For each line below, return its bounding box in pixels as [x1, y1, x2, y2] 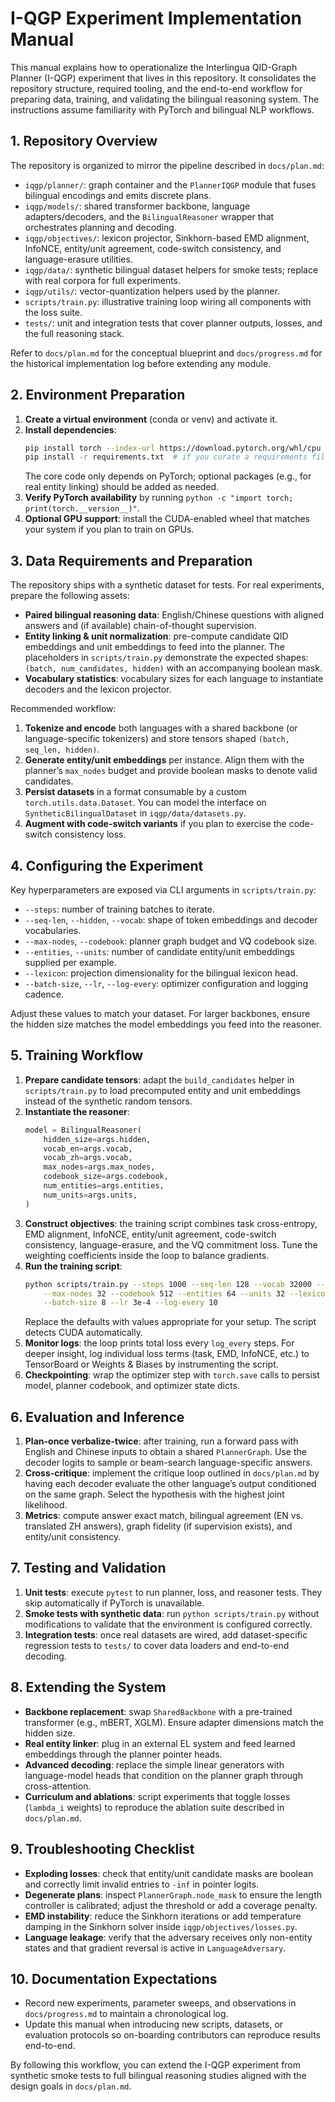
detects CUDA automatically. [24, 1327, 143, 1339]
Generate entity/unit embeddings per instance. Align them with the [24, 754, 305, 766]
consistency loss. [54, 828, 127, 841]
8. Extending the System [10, 1679, 167, 1696]
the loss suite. [24, 306, 83, 318]
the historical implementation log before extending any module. [10, 357, 272, 369]
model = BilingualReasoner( [24, 1125, 142, 1135]
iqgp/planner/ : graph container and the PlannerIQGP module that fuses [24, 178, 317, 191]
